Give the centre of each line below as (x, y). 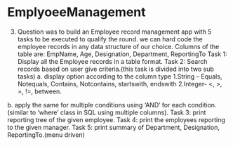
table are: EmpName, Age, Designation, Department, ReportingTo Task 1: (122, 54)
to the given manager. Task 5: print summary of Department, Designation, (113, 127)
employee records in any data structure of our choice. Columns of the (118, 46)
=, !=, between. (39, 91)
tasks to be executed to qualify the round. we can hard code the (110, 39)
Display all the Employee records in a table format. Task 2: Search (112, 61)
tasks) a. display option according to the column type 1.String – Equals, (120, 76)
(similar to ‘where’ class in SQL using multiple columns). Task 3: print (107, 112)
